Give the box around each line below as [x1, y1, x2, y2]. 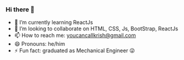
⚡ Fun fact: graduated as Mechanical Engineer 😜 [14, 47, 136, 54]
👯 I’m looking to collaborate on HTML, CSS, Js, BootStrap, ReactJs [14, 25, 179, 32]
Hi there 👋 [5, 5, 35, 14]
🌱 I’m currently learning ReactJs [14, 19, 93, 26]
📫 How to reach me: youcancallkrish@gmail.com [14, 32, 136, 39]
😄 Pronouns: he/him [14, 40, 65, 48]
